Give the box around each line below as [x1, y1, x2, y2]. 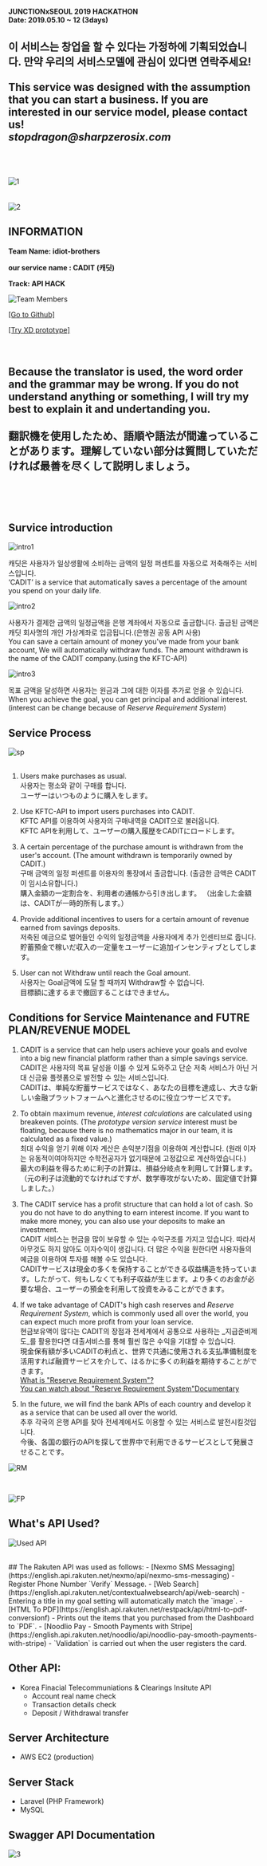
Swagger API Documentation [8, 1828, 155, 1841]
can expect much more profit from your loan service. [19, 1317, 194, 1326]
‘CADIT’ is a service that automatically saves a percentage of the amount [8, 577, 248, 587]
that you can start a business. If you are [8, 93, 209, 107]
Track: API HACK [8, 278, 66, 288]
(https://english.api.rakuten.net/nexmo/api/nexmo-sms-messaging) [8, 1570, 230, 1580]
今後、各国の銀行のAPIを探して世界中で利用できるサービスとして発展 [19, 1437, 248, 1447]
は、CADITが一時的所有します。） [19, 899, 128, 908]
